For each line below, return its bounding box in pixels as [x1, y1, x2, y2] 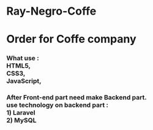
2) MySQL [6, 116, 37, 125]
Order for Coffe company [6, 32, 136, 46]
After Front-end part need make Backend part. [6, 93, 147, 102]
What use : [6, 54, 39, 62]
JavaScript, [6, 77, 42, 85]
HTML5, [6, 62, 31, 70]
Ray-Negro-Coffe [6, 4, 97, 18]
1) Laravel [6, 109, 35, 117]
